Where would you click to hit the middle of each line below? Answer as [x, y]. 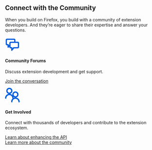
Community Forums [25, 61]
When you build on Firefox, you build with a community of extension [73, 19]
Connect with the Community [51, 8]
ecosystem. [17, 128]
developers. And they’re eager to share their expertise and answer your [76, 25]
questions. [16, 30]
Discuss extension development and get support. [54, 72]
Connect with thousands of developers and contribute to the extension [76, 123]
